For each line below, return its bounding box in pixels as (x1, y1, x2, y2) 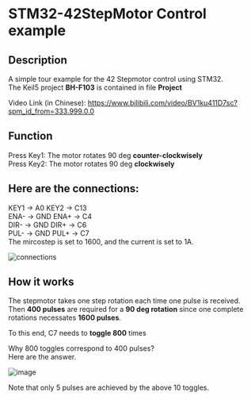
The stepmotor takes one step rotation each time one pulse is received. (8, 296, 241, 306)
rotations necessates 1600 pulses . (8, 313, 121, 322)
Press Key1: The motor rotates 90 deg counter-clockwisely (8, 150, 203, 160)
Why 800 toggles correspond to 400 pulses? (8, 344, 154, 353)
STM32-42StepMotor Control (8, 5, 207, 23)
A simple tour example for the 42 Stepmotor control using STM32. (8, 75, 224, 83)
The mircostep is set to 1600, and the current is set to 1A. (8, 237, 194, 246)
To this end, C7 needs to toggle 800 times (8, 329, 146, 338)
